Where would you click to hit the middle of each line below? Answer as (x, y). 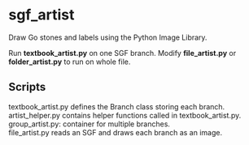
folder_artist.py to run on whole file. (70, 62)
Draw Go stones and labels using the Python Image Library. (108, 37)
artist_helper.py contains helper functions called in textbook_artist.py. (125, 115)
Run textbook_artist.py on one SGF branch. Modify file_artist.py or (122, 53)
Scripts (27, 87)
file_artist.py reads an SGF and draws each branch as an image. (115, 132)
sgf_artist (41, 15)
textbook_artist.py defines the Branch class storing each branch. (117, 106)
